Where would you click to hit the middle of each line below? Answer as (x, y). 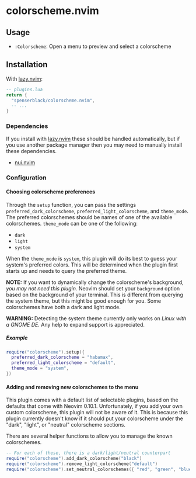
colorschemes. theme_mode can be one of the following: (72, 223)
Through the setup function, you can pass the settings (71, 205)
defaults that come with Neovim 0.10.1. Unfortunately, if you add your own (94, 406)
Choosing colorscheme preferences (51, 192)
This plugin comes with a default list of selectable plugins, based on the (92, 400)
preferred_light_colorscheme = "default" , (64, 363)
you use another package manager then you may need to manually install (94, 145)
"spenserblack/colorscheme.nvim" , (53, 101)
